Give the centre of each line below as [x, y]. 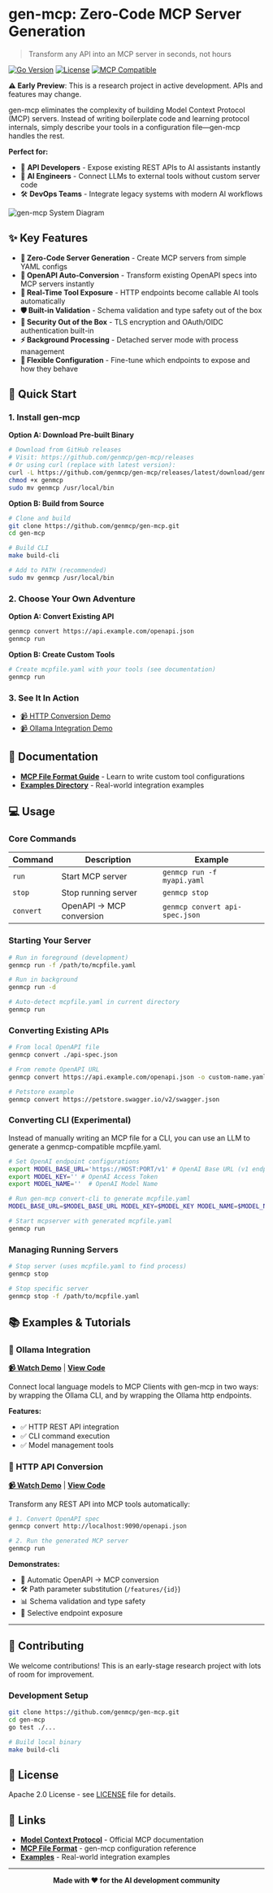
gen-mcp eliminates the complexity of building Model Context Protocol [127, 110]
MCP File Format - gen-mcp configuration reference [108, 1848]
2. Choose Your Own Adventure [72, 599]
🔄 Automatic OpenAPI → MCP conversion [89, 1580]
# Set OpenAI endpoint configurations [74, 1161]
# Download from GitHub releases [65, 450]
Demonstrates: [34, 1564]
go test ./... [32, 1727]
